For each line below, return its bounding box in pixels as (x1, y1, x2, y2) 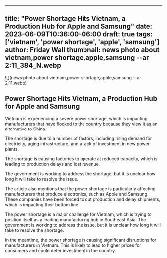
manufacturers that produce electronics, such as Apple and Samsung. (5, 191, 149, 197)
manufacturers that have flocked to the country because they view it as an (5, 121, 158, 127)
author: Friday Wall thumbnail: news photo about (5, 46, 160, 54)
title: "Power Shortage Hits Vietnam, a (5, 14, 126, 23)
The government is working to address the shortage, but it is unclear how (5, 170, 156, 177)
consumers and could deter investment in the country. (5, 247, 116, 253)
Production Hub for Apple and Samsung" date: (5, 22, 153, 31)
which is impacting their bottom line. (5, 201, 80, 207)
